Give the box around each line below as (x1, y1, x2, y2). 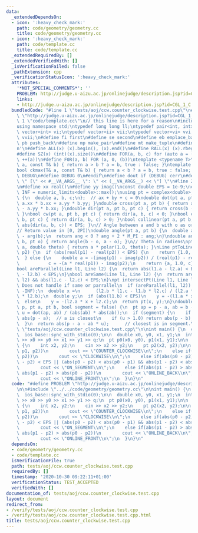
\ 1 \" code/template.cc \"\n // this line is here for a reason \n (16, 118, 178, 124)
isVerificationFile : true (11, 458, 75, 464)
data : (6, 8, 19, 15)
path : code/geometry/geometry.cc (16, 25, 99, 31)
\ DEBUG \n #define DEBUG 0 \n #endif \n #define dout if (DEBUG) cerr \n (16, 173, 186, 179)
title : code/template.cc (16, 47, 78, 53)
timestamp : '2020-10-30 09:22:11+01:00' (11, 474, 112, 480)
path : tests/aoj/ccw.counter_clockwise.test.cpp (11, 463, 133, 469)
